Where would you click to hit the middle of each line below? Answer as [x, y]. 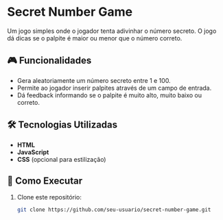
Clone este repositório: [49, 197]
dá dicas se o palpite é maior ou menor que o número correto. [95, 38]
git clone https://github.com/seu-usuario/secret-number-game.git [114, 210]
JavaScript [33, 152]
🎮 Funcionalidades [49, 61]
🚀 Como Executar [45, 181]
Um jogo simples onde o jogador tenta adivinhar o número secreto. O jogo [112, 31]
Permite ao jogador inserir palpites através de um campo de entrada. [114, 88]
